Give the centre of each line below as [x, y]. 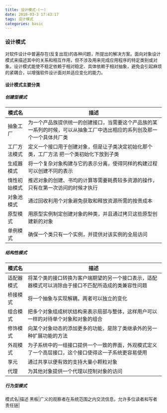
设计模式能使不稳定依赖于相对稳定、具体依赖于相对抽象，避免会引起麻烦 [88, 66]
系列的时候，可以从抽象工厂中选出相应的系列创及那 [93, 130]
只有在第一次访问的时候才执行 [63, 188]
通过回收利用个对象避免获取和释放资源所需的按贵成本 [90, 201]
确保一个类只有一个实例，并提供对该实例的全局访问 [88, 234]
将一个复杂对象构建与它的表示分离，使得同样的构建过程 [93, 164]
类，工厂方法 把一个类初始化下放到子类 [74, 154]
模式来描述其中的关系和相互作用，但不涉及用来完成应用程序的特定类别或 [79, 60]
